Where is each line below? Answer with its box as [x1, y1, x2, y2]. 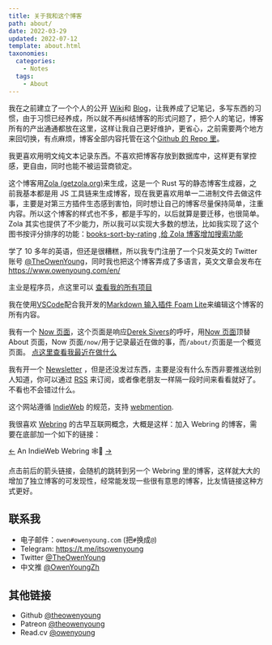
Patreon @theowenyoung [19, 619, 105, 629]
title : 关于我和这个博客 [8, 11, 83, 20]
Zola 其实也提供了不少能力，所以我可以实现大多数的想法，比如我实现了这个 [8, 218, 259, 228]
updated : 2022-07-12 [8, 34, 79, 43]
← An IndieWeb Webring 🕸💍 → [8, 445, 113, 455]
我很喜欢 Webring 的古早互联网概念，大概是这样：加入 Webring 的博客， [8, 419, 250, 428]
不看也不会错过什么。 [8, 385, 79, 394]
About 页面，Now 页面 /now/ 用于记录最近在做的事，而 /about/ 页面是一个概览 [8, 337, 261, 346]
